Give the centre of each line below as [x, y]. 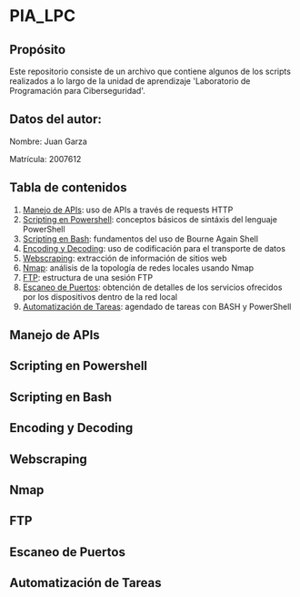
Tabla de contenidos [68, 188]
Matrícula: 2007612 [45, 159]
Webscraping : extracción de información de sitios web [125, 258]
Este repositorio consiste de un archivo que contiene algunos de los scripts [150, 71]
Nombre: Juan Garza [49, 141]
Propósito [38, 50]
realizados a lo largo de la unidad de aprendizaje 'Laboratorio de [130, 81]
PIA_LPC [42, 16]
